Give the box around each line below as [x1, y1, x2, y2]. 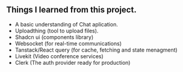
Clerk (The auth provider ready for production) [14, 59, 131, 66]
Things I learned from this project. [6, 5, 137, 15]
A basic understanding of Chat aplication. [14, 20, 119, 28]
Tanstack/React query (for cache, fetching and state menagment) [14, 46, 178, 53]
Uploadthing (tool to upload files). [14, 27, 99, 34]
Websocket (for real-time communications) [14, 40, 122, 47]
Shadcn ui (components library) [14, 33, 94, 41]
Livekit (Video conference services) [14, 52, 104, 59]
